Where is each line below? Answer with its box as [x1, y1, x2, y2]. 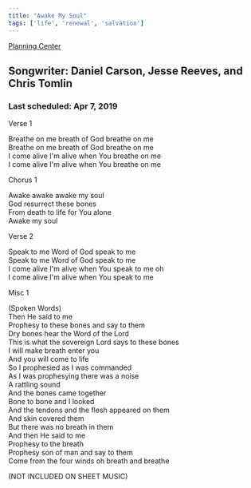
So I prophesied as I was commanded [8, 363, 132, 372]
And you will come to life [8, 355, 89, 364]
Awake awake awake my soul [8, 191, 105, 200]
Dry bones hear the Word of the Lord [8, 329, 130, 339]
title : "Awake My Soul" [8, 11, 88, 20]
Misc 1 [8, 288, 29, 298]
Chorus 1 [8, 175, 37, 184]
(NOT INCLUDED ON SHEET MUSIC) [8, 472, 128, 482]
